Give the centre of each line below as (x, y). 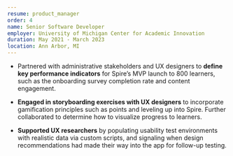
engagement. (36, 88)
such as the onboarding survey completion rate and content (104, 81)
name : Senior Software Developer (56, 27)
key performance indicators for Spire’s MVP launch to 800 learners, (116, 73)
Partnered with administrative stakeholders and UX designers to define (120, 66)
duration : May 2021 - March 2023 (56, 40)
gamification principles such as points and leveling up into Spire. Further (121, 109)
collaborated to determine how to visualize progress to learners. (110, 117)
